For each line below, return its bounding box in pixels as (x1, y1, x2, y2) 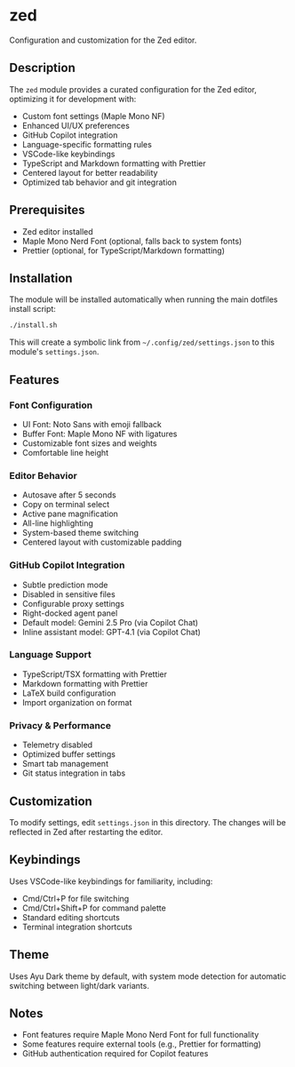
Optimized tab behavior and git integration (21, 177, 178, 187)
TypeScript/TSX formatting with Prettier (21, 668, 167, 680)
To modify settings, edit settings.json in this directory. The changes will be (9, 816, 286, 827)
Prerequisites (9, 203, 85, 218)
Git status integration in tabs (21, 768, 126, 778)
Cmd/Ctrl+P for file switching (21, 893, 130, 904)
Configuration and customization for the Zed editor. (9, 35, 197, 45)
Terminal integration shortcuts (21, 921, 133, 932)
